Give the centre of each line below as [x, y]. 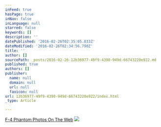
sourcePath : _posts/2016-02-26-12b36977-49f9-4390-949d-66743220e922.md [81, 60]
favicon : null [24, 92]
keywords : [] [18, 32]
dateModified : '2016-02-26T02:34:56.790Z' [49, 46]
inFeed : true [18, 10]
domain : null [23, 82]
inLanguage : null [23, 23]
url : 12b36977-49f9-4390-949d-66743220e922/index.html [62, 96]
